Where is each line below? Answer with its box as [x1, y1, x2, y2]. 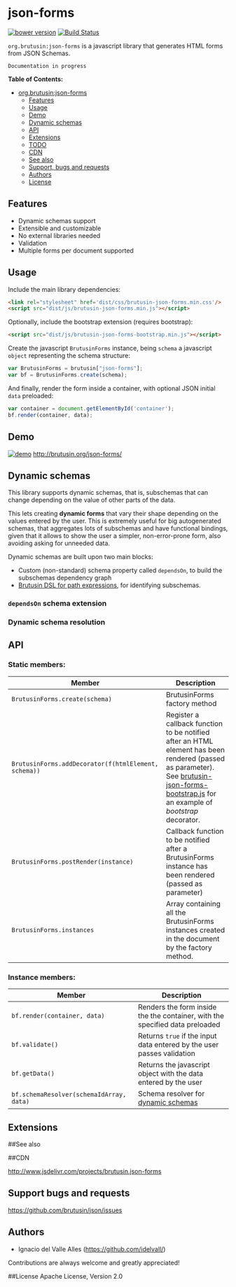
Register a [166, 710, 200, 719]
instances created [166, 925, 225, 935]
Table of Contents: [8, 75, 64, 83]
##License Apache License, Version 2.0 [8, 1272, 123, 1280]
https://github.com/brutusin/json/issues [8, 1206, 123, 1214]
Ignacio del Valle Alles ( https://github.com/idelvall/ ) [18, 1244, 166, 1253]
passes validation [137, 1048, 195, 1058]
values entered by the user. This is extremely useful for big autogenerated [8, 516, 221, 526]
